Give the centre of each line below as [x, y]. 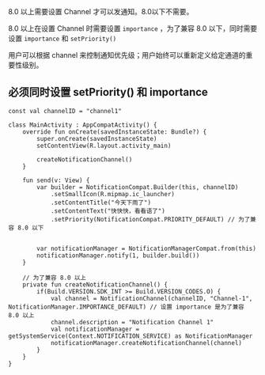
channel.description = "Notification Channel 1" [132, 322]
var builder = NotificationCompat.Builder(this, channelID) [138, 187]
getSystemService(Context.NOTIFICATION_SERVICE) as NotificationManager [131, 336]
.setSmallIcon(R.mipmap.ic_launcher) [113, 194]
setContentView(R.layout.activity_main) [104, 146]
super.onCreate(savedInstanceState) [97, 138]
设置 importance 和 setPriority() [62, 38]
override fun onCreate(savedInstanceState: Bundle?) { [115, 132]
